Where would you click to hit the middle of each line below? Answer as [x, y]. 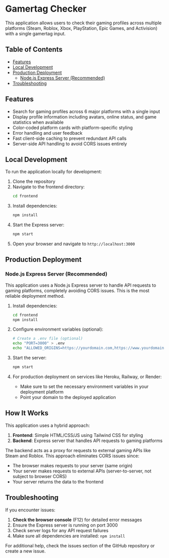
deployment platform [42, 392]
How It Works [27, 413]
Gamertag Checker [46, 9]
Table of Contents [34, 49]
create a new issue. [25, 551]
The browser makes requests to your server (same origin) [72, 465]
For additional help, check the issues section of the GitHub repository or [80, 545]
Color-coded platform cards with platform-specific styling [72, 128]
